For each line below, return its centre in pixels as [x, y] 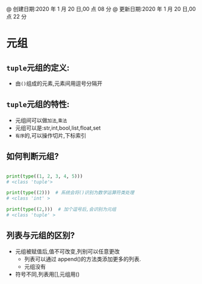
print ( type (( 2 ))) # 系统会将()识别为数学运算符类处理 [70, 193]
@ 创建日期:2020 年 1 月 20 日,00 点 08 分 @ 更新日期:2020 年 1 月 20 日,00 [101, 9]
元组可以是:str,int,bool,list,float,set [58, 128]
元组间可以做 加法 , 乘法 [41, 120]
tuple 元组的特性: [38, 104]
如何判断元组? [33, 157]
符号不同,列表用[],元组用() [47, 274]
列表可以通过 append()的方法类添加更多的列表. [82, 259]
